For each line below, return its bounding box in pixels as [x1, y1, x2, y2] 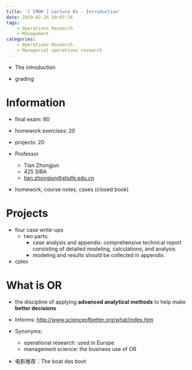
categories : [6, 36, 36, 42]
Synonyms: [14, 327, 43, 334]
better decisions [14, 304, 56, 312]
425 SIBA [23, 167, 47, 175]
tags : [6, 20, 20, 26]
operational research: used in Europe [23, 339, 115, 346]
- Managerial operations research [17, 48, 102, 53]
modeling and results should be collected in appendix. [32, 251, 165, 258]
